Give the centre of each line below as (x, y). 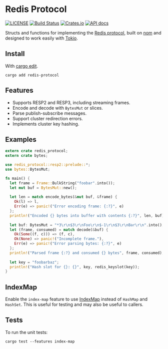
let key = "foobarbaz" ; (34, 262)
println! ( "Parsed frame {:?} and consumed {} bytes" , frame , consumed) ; (87, 253)
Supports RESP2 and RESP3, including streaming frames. (71, 102)
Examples (21, 139)
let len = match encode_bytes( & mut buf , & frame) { (63, 197)
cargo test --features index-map (40, 341)
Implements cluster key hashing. (46, 124)
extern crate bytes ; (27, 156)
